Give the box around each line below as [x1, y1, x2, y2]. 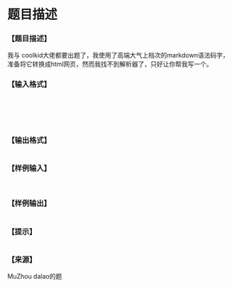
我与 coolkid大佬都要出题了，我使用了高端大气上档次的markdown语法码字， [7, 51, 229, 60]
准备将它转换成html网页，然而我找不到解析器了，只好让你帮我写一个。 [7, 60, 213, 68]
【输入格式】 [7, 80, 52, 90]
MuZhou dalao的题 [7, 272, 62, 281]
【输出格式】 [7, 135, 52, 145]
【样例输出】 [7, 198, 52, 208]
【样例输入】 [7, 163, 52, 173]
